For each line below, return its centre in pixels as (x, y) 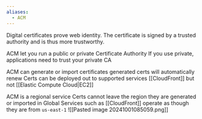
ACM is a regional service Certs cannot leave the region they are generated (101, 96)
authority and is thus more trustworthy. (55, 41)
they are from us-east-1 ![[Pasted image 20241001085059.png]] (87, 109)
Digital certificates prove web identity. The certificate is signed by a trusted (101, 35)
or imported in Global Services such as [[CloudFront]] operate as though (98, 103)
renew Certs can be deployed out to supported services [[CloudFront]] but (100, 78)
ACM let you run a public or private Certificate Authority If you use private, (100, 53)
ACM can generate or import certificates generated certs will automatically (100, 71)
